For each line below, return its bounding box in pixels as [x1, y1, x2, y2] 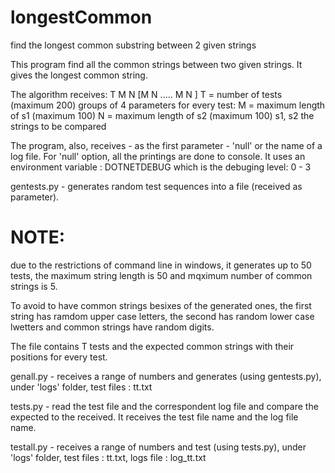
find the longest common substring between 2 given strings [10, 39, 257, 51]
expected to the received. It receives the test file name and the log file [10, 411, 299, 423]
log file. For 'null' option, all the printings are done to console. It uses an [10, 150, 306, 162]
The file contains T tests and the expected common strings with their [10, 340, 295, 352]
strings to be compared [10, 120, 107, 132]
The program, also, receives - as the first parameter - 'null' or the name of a [10, 139, 323, 151]
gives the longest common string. [10, 69, 148, 81]
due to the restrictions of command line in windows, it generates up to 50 [10, 259, 312, 271]
